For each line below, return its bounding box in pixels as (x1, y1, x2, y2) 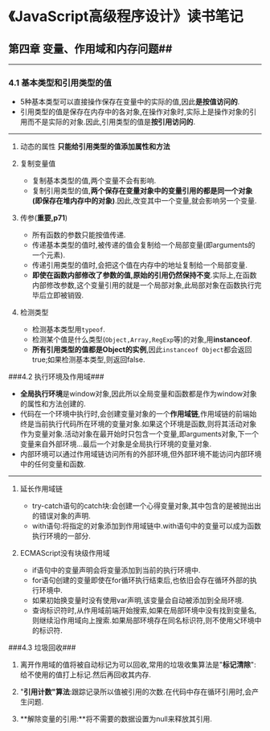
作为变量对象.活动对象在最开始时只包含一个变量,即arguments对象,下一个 (19, 429, 260, 439)
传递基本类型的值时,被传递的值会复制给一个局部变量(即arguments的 (31, 240, 256, 250)
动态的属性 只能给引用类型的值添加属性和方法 (19, 142, 170, 151)
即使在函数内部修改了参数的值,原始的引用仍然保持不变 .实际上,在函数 (31, 270, 257, 280)
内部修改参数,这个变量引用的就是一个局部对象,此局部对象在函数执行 (31, 281, 255, 290)
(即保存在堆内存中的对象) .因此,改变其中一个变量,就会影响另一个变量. (31, 196, 257, 206)
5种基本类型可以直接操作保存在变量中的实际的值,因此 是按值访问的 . (19, 97, 240, 107)
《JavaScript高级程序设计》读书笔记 (8, 7, 243, 26)
